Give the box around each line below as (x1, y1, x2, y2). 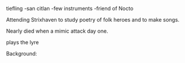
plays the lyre (6, 39, 39, 45)
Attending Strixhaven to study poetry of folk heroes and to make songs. (6, 16, 180, 23)
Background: (6, 50, 37, 57)
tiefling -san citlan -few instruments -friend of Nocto (6, 5, 134, 12)
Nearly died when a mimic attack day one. (6, 27, 108, 34)
